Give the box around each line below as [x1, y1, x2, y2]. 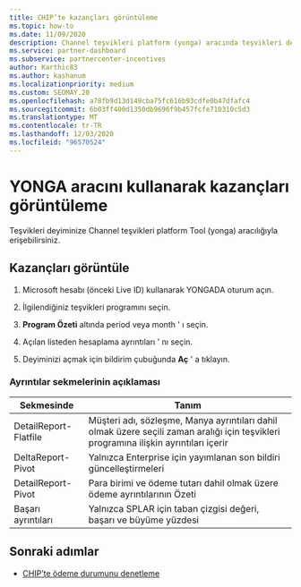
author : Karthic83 [9, 64, 78, 72]
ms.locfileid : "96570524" [9, 138, 106, 147]
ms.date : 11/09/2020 [9, 30, 87, 38]
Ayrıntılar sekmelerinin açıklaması [9, 376, 161, 388]
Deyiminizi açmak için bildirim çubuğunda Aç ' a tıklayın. [21, 353, 230, 364]
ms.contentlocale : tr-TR [9, 122, 102, 131]
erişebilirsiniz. [9, 234, 61, 245]
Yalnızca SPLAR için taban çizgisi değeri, [88, 502, 260, 515]
